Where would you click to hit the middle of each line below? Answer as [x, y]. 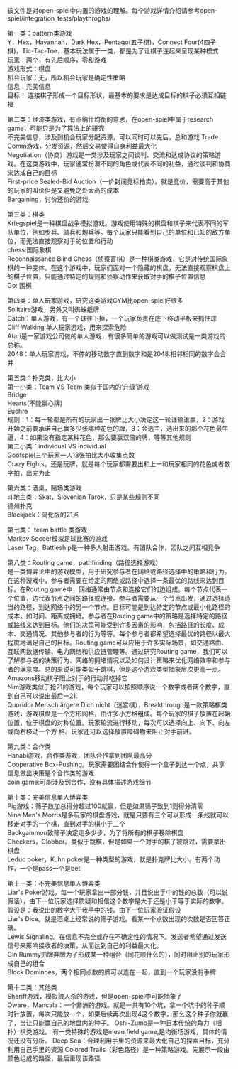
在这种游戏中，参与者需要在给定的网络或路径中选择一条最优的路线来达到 [113, 580]
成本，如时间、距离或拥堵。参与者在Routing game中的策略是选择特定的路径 [118, 616]
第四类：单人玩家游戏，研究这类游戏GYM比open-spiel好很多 [96, 300]
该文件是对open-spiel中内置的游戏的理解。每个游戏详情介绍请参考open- [113, 10]
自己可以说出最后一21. [45, 696]
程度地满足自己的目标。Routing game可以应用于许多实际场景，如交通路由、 [118, 643]
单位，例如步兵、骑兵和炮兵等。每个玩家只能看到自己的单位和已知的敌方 [119, 232]
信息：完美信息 [29, 86]
